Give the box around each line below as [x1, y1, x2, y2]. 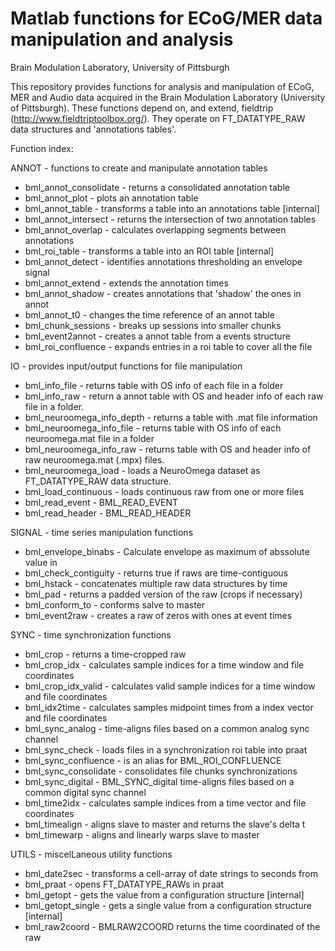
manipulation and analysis [10, 28, 234, 51]
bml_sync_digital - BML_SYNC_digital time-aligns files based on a [24, 775, 295, 787]
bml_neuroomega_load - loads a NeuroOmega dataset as [24, 464, 261, 476]
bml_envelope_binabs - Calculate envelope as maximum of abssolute [24, 545, 310, 557]
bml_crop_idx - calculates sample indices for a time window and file [24, 658, 305, 671]
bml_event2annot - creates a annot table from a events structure [24, 330, 291, 342]
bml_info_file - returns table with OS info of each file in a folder [24, 379, 284, 391]
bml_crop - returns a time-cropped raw [24, 648, 187, 660]
